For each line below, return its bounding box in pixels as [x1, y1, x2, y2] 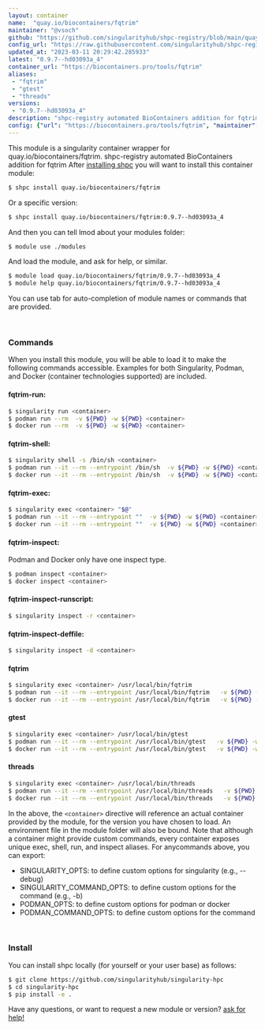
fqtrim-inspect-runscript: [8, 595, 94, 604]
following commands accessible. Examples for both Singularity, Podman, [8, 364, 244, 373]
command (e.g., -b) [19, 890, 84, 900]
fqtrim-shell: [8, 438, 51, 448]
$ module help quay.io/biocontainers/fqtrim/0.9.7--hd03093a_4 [8, 279, 221, 288]
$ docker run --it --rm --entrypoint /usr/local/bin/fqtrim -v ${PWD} [8, 696, 252, 703]
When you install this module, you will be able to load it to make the [8, 355, 227, 364]
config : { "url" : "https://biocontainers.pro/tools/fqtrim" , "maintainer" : [8, 121, 259, 129]
